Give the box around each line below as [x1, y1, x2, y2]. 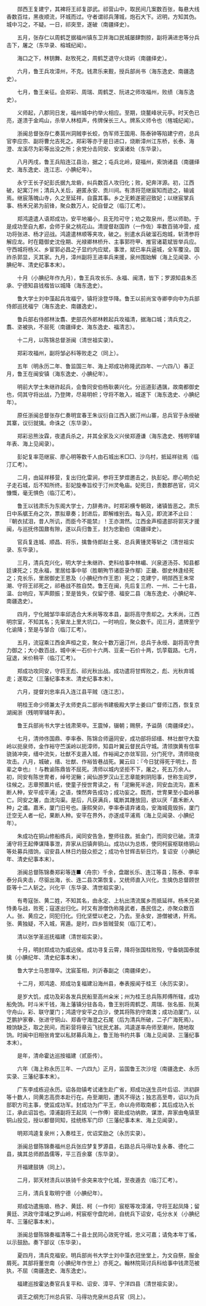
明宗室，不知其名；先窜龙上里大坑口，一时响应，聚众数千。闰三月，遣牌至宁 [6, 618, 200, 625]
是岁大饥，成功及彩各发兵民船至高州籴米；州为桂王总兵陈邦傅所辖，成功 [17, 993, 200, 1000]
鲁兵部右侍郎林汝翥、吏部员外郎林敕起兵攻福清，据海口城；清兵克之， [17, 316, 194, 323]
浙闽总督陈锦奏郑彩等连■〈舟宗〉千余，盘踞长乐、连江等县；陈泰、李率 [17, 869, 199, 875]
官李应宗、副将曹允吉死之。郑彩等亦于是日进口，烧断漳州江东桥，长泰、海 [6, 138, 194, 144]
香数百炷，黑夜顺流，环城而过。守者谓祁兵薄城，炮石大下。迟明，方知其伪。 [6, 13, 200, 20]
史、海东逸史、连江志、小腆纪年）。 [6, 166, 95, 173]
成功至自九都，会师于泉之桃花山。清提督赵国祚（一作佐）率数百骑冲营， [11, 223, 194, 230]
